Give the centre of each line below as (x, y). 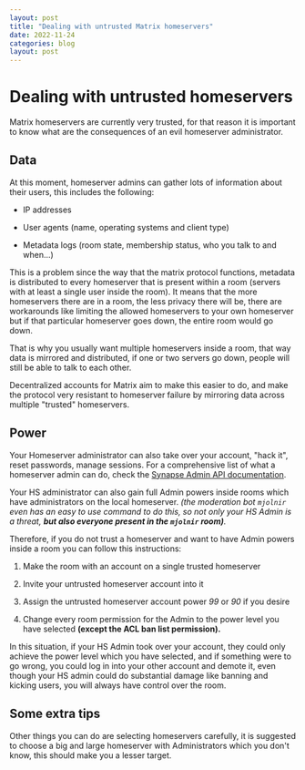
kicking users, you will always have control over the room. (118, 685)
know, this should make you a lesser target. (91, 755)
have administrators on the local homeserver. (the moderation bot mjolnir (148, 501)
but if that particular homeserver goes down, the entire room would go (142, 321)
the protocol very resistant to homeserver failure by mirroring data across (147, 395)
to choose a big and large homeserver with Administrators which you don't (149, 745)
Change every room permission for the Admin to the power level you (151, 619)
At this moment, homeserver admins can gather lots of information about (146, 182)
